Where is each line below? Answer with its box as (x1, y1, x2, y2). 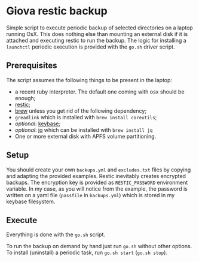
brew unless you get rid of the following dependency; (14, 107, 147, 115)
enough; (14, 94, 36, 101)
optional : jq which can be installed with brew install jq (14, 126, 153, 133)
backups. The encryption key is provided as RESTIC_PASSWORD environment (6, 179, 188, 186)
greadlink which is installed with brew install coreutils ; (14, 113, 157, 121)
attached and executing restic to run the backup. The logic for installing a (6, 37, 186, 44)
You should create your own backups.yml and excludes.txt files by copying (6, 166, 191, 173)
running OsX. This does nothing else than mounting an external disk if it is (6, 30, 188, 37)
